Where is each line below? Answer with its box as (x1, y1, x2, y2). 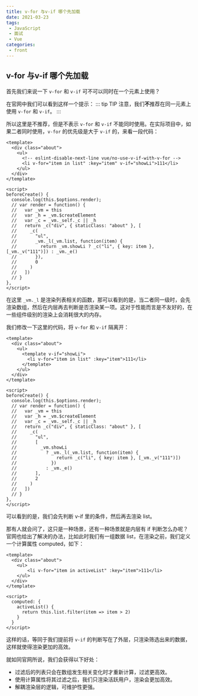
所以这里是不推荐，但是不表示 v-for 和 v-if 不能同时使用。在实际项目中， (6, 120, 186, 128)
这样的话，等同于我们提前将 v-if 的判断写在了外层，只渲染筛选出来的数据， (6, 635, 191, 643)
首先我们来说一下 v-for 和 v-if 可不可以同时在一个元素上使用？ (6, 87, 161, 95)
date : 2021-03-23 (6, 14, 49, 20)
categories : (6, 42, 35, 48)
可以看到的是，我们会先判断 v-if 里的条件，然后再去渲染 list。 (6, 513, 155, 520)
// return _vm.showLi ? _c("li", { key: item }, (11, 243, 155, 249)
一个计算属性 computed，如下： (6, 540, 85, 547)
